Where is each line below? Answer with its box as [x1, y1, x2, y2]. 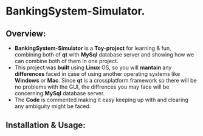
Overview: [5, 29, 46, 39]
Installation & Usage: [5, 120, 86, 131]
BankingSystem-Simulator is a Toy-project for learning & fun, [14, 44, 171, 52]
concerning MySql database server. [14, 90, 105, 97]
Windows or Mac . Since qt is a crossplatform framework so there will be [14, 77, 197, 84]
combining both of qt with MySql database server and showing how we [14, 51, 194, 58]
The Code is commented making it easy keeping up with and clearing [14, 96, 189, 103]
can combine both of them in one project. [14, 58, 119, 64]
